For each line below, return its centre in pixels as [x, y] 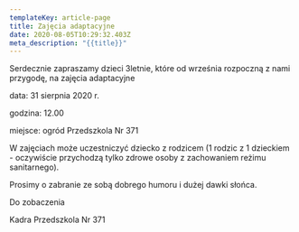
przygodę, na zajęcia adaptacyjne [72, 79]
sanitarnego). [34, 167]
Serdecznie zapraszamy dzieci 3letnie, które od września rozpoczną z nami [150, 69]
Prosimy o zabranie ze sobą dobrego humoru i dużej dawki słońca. [133, 185]
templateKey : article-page [60, 18]
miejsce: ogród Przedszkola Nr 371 [74, 131]
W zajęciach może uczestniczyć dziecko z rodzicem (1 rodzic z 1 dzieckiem [150, 148]
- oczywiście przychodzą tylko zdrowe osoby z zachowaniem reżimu [138, 158]
